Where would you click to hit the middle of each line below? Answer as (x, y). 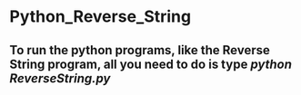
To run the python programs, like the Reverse (140, 50)
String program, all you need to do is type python (151, 64)
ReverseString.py (60, 78)
